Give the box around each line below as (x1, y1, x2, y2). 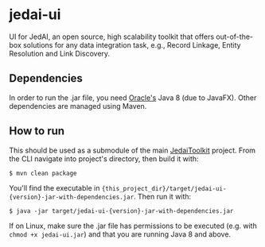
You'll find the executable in (9, 183, 100, 192)
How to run (9, 125, 65, 138)
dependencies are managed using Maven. (9, 101, 147, 110)
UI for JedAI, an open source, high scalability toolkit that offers (9, 32, 214, 41)
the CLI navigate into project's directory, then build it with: (9, 153, 199, 164)
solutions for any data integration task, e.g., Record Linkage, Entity (23, 40, 241, 49)
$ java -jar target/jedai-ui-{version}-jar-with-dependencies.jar (9, 206, 234, 215)
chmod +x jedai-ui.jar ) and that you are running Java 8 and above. (9, 229, 232, 239)
